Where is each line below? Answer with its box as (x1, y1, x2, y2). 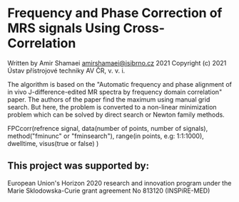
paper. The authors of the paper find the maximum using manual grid (7, 95, 210, 104)
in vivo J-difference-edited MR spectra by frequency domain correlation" (7, 87, 223, 96)
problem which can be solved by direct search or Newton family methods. (7, 110, 225, 119)
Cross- (123, 20, 166, 36)
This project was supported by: (7, 160, 150, 172)
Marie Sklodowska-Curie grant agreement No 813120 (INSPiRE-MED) (7, 186, 210, 195)
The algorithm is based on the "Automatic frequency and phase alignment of (7, 80, 232, 88)
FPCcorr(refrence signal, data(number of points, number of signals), (7, 124, 208, 132)
